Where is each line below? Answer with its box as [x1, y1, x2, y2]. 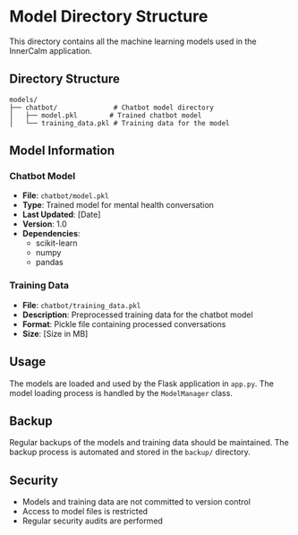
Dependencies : [21, 229, 81, 239]
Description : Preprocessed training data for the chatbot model [21, 309, 253, 320]
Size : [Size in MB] [21, 328, 89, 339]
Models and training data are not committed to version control [21, 496, 251, 507]
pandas [35, 257, 64, 268]
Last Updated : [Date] [21, 209, 101, 220]
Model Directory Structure [9, 6, 209, 27]
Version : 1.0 [21, 219, 67, 229]
